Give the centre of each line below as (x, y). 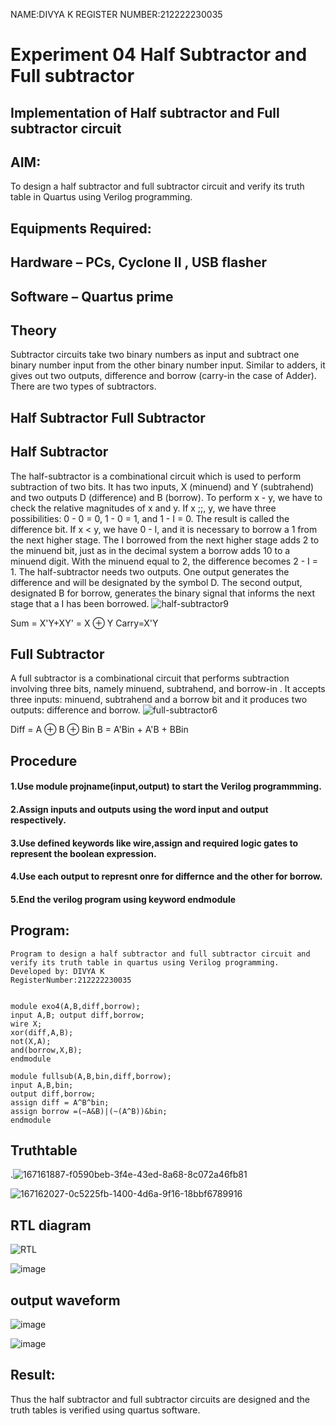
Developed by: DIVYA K (57, 971)
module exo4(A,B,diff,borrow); (75, 1006)
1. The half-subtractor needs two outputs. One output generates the (150, 571)
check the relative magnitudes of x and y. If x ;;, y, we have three (143, 508)
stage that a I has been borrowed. (80, 603)
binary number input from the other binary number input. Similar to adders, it (168, 365)
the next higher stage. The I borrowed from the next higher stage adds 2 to (165, 540)
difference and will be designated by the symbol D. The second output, (156, 582)
